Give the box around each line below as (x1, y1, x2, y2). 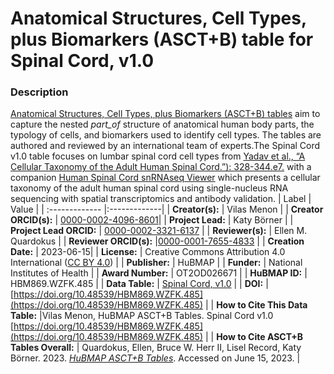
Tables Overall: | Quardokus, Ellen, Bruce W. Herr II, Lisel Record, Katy (10, 342, 302, 354)
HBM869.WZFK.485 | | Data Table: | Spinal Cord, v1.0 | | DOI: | (10, 278, 269, 290)
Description (10, 85, 69, 99)
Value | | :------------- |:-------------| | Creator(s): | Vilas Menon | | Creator (10, 203, 324, 216)
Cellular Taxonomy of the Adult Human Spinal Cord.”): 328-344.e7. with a (10, 161, 312, 173)
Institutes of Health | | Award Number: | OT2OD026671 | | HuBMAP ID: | (10, 267, 308, 279)
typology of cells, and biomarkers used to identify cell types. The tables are (10, 129, 322, 141)
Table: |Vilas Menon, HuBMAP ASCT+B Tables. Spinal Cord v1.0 (10, 310, 274, 322)
